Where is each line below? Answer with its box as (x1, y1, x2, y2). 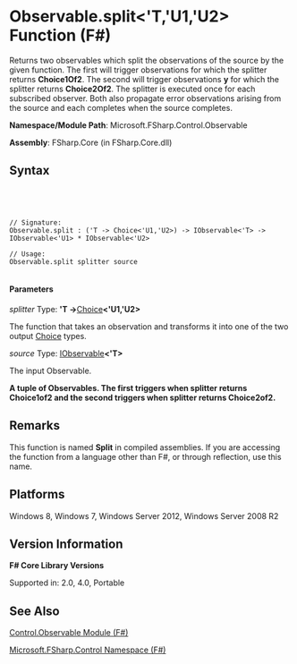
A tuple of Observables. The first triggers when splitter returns (9, 382, 248, 393)
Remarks (9, 418, 61, 433)
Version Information (9, 536, 123, 551)
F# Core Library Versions (9, 560, 105, 571)
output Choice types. (9, 330, 87, 341)
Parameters (9, 284, 54, 294)
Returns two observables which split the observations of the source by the (9, 55, 284, 65)
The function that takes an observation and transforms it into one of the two (9, 320, 289, 332)
